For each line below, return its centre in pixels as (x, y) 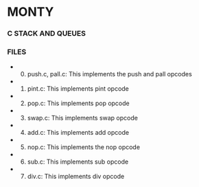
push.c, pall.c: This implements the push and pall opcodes (109, 74)
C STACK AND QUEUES (46, 34)
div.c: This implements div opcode (76, 177)
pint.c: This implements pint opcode (78, 89)
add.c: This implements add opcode (78, 133)
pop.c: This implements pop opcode (78, 103)
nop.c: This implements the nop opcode (84, 147)
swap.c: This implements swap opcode (83, 118)
